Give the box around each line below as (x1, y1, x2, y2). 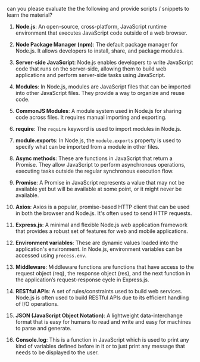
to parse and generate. (15, 325, 72, 332)
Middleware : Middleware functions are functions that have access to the (15, 263, 194, 271)
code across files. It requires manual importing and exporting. (15, 113, 167, 121)
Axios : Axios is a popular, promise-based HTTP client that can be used (15, 203, 190, 210)
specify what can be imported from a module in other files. (15, 143, 160, 150)
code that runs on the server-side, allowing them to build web (15, 65, 167, 72)
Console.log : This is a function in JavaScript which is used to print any (15, 336, 189, 343)
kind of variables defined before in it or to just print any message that (15, 343, 185, 349)
